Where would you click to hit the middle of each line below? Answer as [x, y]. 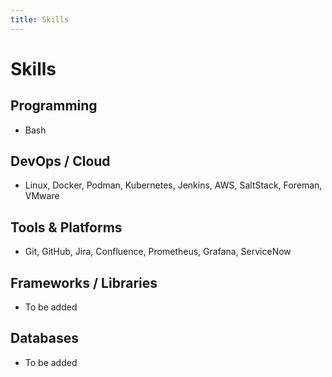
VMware [42, 196]
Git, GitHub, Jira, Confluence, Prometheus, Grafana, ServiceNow [158, 252]
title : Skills [40, 19]
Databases [45, 338]
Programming [54, 106]
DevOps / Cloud [60, 161]
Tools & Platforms [66, 227]
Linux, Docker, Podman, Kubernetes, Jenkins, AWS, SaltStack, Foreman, [173, 185]
